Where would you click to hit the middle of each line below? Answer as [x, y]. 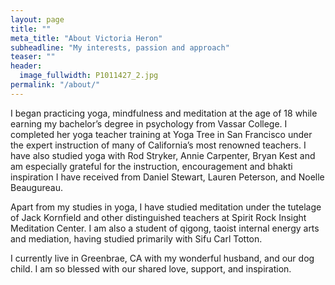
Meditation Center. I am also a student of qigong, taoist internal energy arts [165, 228]
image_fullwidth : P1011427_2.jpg [89, 76]
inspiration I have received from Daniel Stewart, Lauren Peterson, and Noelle [167, 177]
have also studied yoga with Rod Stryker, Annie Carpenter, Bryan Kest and [163, 155]
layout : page [37, 19]
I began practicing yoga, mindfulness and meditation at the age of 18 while [164, 113]
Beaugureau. [36, 187]
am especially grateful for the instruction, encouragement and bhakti [151, 166]
